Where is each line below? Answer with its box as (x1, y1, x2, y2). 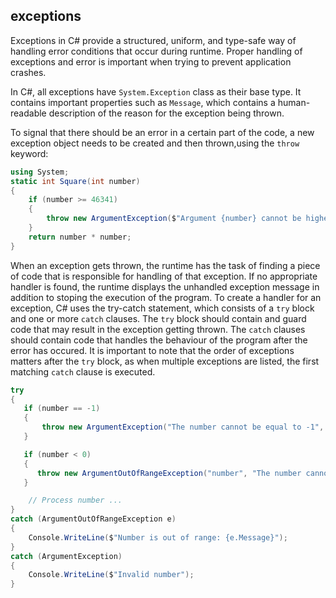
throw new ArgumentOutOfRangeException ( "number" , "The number (36, 468, 302, 478)
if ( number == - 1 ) (23, 404, 101, 414)
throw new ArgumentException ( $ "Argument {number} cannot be (46, 214, 302, 224)
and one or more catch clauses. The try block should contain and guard (10, 312, 307, 324)
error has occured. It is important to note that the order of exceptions (10, 344, 295, 356)
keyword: (10, 147, 49, 159)
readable (10, 107, 47, 119)
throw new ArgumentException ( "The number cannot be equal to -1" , (41, 422, 325, 433)
